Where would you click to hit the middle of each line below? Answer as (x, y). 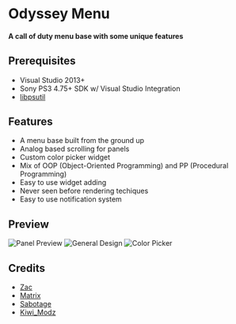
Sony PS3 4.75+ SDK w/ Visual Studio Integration (100, 89)
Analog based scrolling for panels (74, 149)
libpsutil (32, 96)
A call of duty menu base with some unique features (96, 36)
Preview (29, 224)
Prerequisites (42, 61)
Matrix (30, 296)
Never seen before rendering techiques (84, 191)
